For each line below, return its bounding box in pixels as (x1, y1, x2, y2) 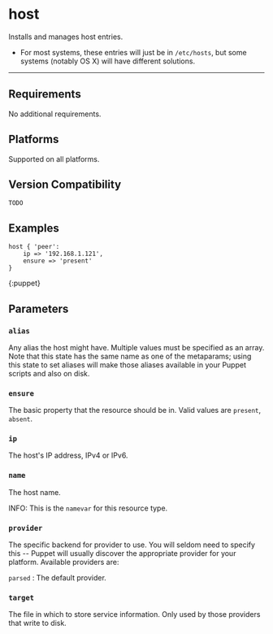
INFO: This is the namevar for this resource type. (8, 503, 168, 513)
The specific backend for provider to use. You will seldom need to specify (8, 540, 256, 549)
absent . (8, 414, 32, 423)
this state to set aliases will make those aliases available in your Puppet (8, 359, 246, 370)
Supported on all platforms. (8, 154, 100, 163)
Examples (8, 221, 59, 235)
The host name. (8, 487, 61, 497)
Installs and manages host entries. (8, 32, 123, 41)
